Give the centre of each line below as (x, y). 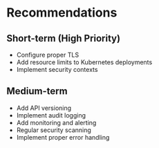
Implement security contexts (57, 70)
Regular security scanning (54, 130)
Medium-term (37, 91)
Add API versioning (44, 108)
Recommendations (62, 13)
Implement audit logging (51, 115)
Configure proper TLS (48, 55)
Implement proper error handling (63, 137)
